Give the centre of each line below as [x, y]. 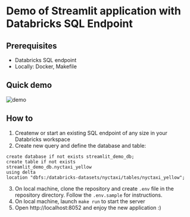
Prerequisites [32, 46]
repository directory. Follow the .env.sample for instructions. [88, 195]
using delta [21, 172]
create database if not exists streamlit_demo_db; [70, 157]
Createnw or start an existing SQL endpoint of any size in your [91, 133]
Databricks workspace [42, 139]
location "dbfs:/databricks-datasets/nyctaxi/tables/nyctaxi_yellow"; [96, 178]
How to [20, 119]
